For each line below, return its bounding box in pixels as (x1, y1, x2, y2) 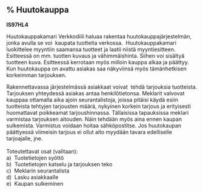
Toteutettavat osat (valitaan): (6, 147, 78, 155)
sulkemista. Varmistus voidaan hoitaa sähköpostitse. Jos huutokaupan (6, 121, 182, 129)
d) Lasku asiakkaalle (6, 173, 59, 181)
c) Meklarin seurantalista (6, 167, 70, 174)
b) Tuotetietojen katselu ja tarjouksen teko (6, 160, 113, 168)
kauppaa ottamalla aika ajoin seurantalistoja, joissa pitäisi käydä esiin (6, 96, 179, 103)
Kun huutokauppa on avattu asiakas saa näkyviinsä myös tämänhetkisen (6, 65, 187, 72)
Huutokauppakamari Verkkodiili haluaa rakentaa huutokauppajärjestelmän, (6, 33, 192, 40)
